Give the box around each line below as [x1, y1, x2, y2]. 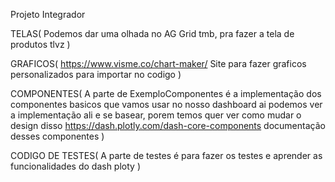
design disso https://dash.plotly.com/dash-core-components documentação [10, 120, 326, 131]
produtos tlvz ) [10, 39, 71, 50]
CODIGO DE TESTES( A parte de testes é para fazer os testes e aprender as [10, 150, 323, 161]
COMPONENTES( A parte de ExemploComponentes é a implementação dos [10, 88, 322, 99]
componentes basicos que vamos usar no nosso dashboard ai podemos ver [10, 99, 323, 110]
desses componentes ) [10, 130, 105, 142]
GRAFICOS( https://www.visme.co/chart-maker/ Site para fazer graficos [10, 58, 307, 69]
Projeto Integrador [10, 9, 86, 20]
